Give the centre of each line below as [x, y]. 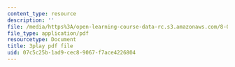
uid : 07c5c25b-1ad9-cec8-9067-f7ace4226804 [72, 53]
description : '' [31, 20]
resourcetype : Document [42, 40]
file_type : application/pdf [48, 33]
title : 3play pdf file [40, 46]
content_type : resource [42, 14]
